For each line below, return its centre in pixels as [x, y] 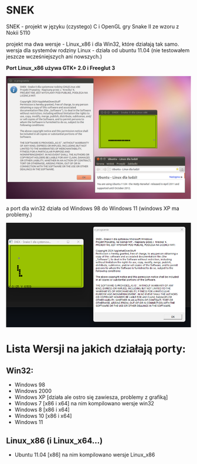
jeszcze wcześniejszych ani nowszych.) [54, 56]
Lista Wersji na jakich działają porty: [96, 349]
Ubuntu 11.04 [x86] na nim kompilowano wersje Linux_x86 [85, 455]
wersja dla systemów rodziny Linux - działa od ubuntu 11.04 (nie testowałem [98, 50]
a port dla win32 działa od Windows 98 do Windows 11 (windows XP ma [93, 208]
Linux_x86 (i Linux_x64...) [55, 441]
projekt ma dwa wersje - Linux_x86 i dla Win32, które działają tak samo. [93, 44]
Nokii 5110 [18, 32]
